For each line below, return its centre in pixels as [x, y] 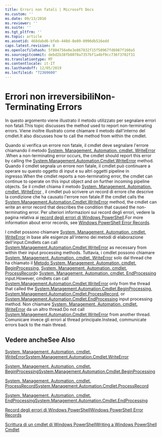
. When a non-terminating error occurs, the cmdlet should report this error [78, 155]
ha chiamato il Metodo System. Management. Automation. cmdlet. [71, 263]
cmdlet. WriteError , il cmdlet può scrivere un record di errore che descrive [79, 192]
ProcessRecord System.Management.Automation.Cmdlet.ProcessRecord [77, 386]
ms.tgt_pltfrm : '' [23, 32]
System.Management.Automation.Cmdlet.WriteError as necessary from [76, 247]
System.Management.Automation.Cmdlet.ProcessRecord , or [65, 293]
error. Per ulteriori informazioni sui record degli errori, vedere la [92, 212]
